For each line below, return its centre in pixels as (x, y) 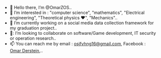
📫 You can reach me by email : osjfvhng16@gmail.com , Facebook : (78, 44)
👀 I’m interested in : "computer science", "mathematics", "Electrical (77, 13)
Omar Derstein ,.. (26, 51)
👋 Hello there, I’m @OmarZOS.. (41, 7)
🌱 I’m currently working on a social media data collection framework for (82, 23)
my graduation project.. (33, 28)
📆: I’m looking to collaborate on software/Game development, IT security (83, 33)
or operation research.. (33, 38)
